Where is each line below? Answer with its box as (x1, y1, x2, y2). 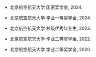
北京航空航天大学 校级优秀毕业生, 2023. (9, 25, 91, 31)
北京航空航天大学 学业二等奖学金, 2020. (9, 47, 92, 52)
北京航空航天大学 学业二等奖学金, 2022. (9, 36, 92, 42)
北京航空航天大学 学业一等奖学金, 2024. (9, 15, 91, 21)
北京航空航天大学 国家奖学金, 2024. (9, 4, 83, 10)
